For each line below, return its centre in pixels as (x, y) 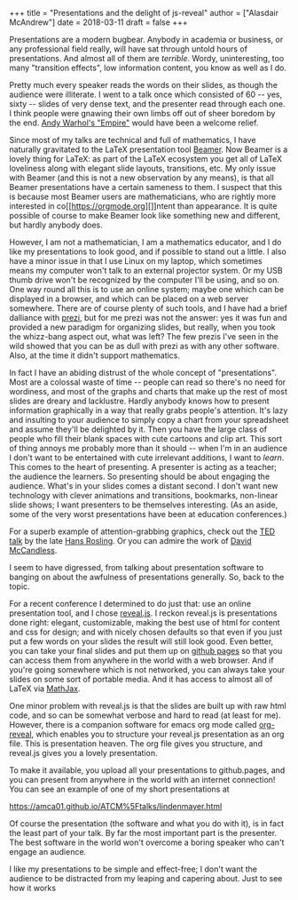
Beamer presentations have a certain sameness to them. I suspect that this (145, 187)
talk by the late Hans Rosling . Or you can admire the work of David (130, 541)
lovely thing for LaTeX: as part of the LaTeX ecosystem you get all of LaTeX (145, 159)
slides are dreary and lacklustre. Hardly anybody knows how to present (139, 401)
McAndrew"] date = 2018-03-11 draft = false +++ (98, 22)
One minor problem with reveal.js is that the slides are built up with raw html (148, 706)
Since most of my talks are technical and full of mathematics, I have (133, 140)
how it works (32, 888)
